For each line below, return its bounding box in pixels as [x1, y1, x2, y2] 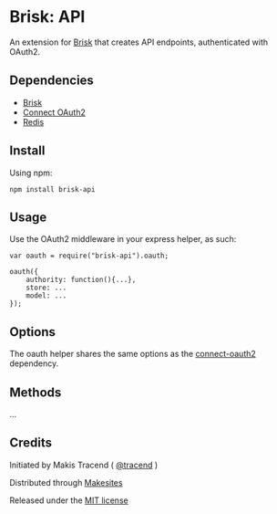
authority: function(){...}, [26, 276, 137, 285]
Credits [9, 435, 53, 451]
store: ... [26, 283, 67, 293]
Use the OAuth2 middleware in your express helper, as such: [9, 234, 237, 245]
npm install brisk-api [9, 184, 96, 194]
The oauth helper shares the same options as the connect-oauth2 [9, 349, 257, 360]
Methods [9, 384, 62, 400]
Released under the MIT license [9, 495, 129, 506]
